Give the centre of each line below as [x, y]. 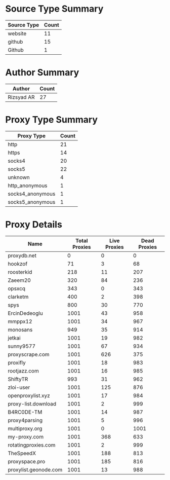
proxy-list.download [32, 403]
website [17, 33]
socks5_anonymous [32, 202]
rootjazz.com [23, 371]
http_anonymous [28, 186]
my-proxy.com [26, 436]
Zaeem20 [19, 280]
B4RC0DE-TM [25, 412]
